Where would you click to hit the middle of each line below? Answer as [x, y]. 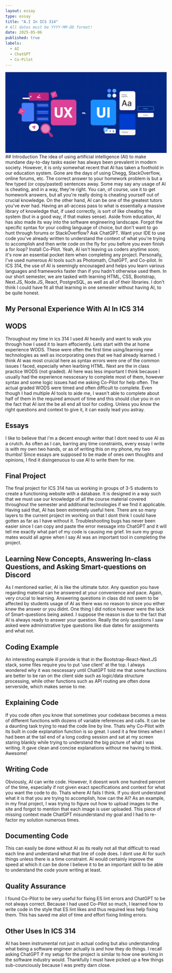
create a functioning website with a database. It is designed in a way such [83, 494]
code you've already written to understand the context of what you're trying [85, 238]
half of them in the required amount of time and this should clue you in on [83, 399]
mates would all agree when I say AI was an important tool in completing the [86, 537]
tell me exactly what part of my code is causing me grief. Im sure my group [84, 532]
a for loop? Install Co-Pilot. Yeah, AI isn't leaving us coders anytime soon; [83, 249]
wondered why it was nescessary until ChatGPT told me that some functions [86, 670]
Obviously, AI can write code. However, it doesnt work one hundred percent [85, 782]
